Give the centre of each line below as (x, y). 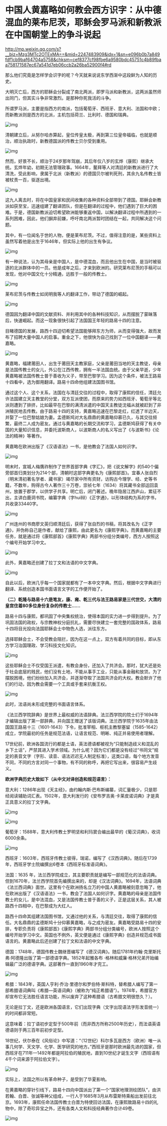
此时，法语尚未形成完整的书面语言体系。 (46, 704)
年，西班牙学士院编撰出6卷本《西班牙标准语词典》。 (57, 864)
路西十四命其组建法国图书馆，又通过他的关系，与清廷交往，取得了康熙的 (79, 916)
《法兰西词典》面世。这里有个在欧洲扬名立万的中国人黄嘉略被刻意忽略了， (81, 887)
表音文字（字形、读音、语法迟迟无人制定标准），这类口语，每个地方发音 (86, 756)
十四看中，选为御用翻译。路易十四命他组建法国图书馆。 (61, 382)
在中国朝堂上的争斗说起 (53, 35)
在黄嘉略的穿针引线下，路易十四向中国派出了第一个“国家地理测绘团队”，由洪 (83, 1090)
